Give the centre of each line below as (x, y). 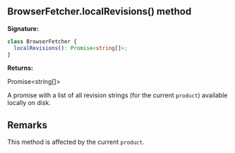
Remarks (28, 125)
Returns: (20, 68)
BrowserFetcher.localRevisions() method (100, 12)
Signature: (23, 28)
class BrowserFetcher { (42, 42)
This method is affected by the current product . (76, 142)
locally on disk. (29, 103)
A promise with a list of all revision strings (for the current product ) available (117, 95)
